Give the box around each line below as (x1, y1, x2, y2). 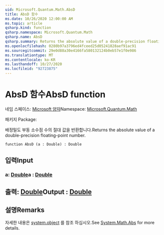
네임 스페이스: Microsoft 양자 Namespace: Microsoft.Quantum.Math (5, 106, 137, 112)
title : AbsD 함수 (5, 12, 38, 17)
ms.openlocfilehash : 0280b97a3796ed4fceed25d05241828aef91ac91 (5, 44, 137, 48)
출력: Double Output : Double (5, 188, 92, 196)
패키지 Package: (5, 116, 37, 122)
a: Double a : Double (5, 171, 53, 178)
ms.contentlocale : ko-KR (5, 57, 56, 62)
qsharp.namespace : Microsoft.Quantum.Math (5, 30, 93, 35)
